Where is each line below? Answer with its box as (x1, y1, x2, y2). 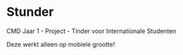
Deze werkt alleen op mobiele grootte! (6, 40, 115, 48)
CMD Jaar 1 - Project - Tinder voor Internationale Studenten (6, 27, 177, 35)
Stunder (6, 4, 55, 20)
